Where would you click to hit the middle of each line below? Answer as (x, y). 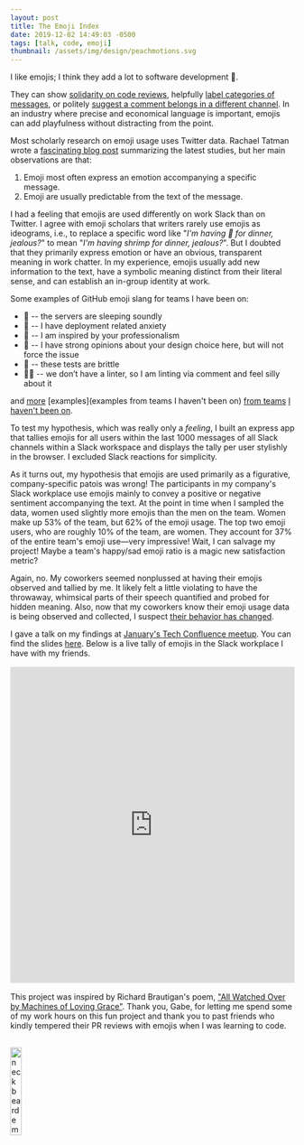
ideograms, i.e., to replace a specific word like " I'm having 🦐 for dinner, (142, 233)
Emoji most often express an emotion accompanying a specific (140, 178)
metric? (24, 561)
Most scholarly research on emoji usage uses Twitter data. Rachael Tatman (150, 141)
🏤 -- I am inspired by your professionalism (101, 336)
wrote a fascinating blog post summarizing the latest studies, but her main (148, 151)
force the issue (51, 355)
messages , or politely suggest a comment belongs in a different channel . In (150, 104)
